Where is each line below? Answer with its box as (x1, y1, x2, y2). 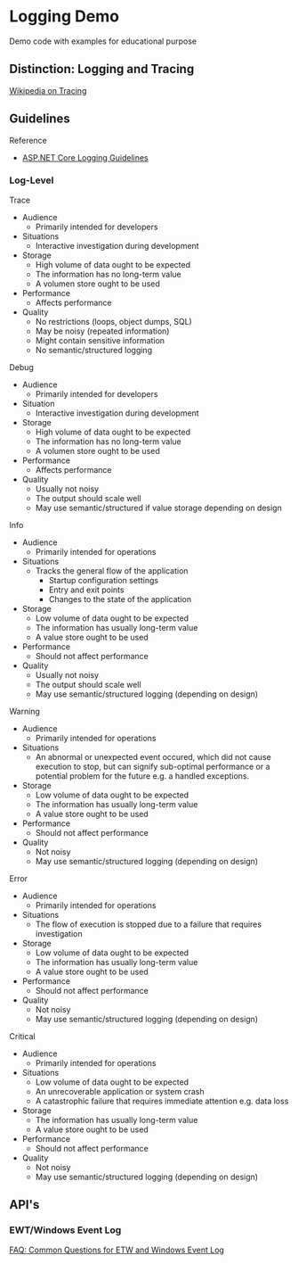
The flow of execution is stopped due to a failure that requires (35, 919, 262, 929)
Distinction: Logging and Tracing (9, 62, 195, 77)
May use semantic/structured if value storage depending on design (35, 502, 282, 513)
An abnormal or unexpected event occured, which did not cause (35, 751, 271, 762)
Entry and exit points (48, 584, 125, 595)
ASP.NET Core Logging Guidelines (21, 152, 149, 162)
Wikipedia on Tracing (9, 85, 87, 95)
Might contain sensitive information (35, 335, 165, 345)
